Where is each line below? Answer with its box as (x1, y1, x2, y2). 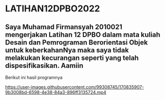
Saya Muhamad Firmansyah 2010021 (5, 23, 123, 31)
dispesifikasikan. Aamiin (5, 61, 84, 70)
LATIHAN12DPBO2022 (5, 3, 100, 14)
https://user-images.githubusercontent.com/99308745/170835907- (5, 84, 145, 90)
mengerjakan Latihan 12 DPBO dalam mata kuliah (5, 30, 161, 39)
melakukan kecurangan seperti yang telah (5, 53, 139, 62)
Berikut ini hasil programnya (5, 75, 63, 80)
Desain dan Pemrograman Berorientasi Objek (5, 38, 148, 47)
